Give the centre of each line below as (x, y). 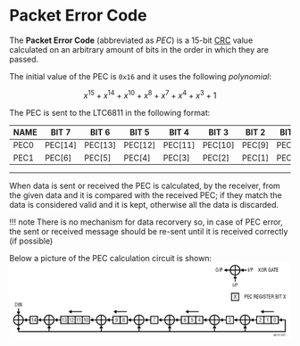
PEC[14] (61, 145)
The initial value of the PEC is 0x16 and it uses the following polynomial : (141, 76)
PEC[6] (58, 158)
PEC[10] (218, 145)
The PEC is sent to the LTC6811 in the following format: (110, 112)
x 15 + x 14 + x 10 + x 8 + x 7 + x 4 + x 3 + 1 (150, 95)
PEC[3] (176, 158)
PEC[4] (137, 158)
